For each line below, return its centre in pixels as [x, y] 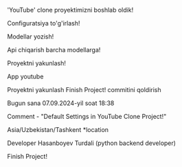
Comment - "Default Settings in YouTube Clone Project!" [87, 116]
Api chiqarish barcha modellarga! [54, 50]
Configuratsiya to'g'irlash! [44, 23]
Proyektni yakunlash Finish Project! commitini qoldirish [84, 90]
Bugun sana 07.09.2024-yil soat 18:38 [61, 103]
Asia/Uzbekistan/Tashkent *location [58, 130]
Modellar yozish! [31, 36]
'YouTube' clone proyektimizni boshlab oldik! [70, 10]
